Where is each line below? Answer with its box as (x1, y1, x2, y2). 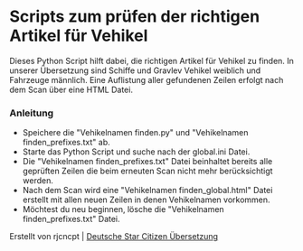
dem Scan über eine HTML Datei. (9, 84, 134, 95)
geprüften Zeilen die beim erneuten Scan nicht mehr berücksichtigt (22, 165, 273, 177)
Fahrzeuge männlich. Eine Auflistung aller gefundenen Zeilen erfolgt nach (9, 74, 284, 85)
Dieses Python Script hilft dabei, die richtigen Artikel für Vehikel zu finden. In (9, 55, 294, 66)
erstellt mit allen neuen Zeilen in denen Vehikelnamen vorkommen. (22, 194, 270, 205)
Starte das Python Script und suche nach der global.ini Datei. (22, 146, 251, 157)
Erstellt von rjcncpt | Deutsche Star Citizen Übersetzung (9, 231, 219, 242)
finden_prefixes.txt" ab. (22, 137, 110, 148)
